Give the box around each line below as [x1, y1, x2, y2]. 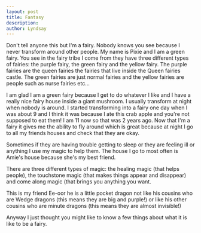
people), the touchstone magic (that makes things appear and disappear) [6, 171, 187, 179]
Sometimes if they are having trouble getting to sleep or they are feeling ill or [6, 141, 196, 148]
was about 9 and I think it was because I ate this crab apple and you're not [6, 111, 190, 118]
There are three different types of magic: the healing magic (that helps [6, 165, 179, 173]
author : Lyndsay [6, 25, 47, 32]
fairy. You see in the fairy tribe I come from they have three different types [6, 54, 189, 62]
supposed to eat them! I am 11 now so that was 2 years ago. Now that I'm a [6, 117, 190, 124]
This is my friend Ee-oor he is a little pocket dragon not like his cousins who [6, 189, 193, 197]
